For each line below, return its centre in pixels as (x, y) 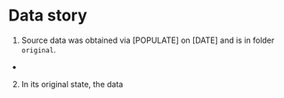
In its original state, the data (72, 84)
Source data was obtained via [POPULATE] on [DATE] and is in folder (148, 40)
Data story (48, 16)
